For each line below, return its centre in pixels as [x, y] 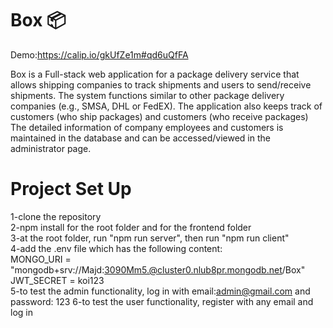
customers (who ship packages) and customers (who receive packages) [159, 116]
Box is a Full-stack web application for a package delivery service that [155, 74]
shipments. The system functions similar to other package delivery [147, 95]
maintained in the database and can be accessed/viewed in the [140, 138]
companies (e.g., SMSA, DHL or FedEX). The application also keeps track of [166, 106]
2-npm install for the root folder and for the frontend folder [131, 227]
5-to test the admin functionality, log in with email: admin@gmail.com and [160, 291]
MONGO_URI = [41, 259]
